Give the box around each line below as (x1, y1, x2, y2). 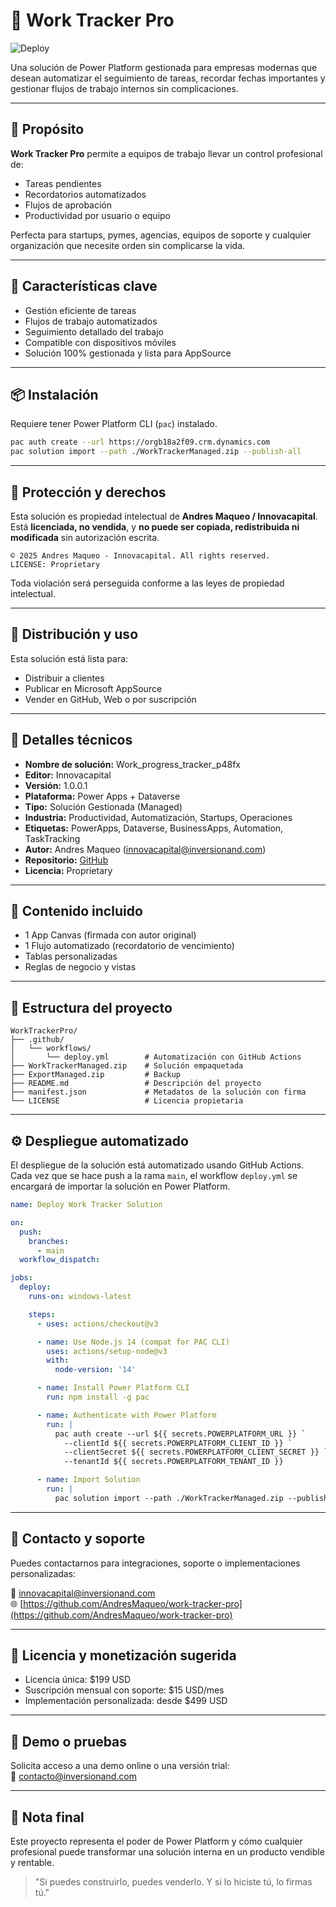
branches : (28, 1236, 70, 1246)
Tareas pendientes (24, 177, 102, 189)
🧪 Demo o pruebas (10, 1733, 128, 1750)
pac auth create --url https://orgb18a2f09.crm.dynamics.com (10, 437, 271, 448)
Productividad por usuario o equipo (24, 209, 172, 221)
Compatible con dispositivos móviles (24, 336, 177, 348)
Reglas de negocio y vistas (24, 961, 137, 973)
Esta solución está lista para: (10, 652, 129, 664)
